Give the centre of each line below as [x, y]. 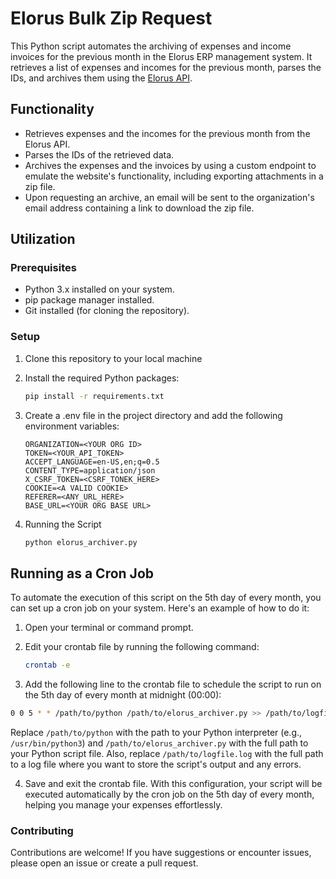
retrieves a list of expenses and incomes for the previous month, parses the [166, 67]
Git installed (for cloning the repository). [107, 311]
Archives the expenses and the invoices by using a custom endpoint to [170, 165]
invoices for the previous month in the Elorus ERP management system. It [161, 56]
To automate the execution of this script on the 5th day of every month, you [166, 598]
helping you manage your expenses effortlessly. [123, 805]
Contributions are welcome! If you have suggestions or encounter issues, [161, 853]
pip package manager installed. [89, 300]
